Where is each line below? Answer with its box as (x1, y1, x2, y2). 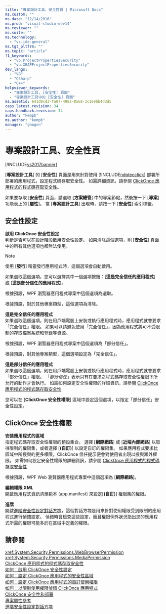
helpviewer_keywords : (5, 85, 50, 90)
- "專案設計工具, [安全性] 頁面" (9, 90, 70, 95)
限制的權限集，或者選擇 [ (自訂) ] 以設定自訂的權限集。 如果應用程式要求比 (9, 445, 158, 451)
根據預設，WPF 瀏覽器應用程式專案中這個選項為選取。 (5, 290, 116, 297)
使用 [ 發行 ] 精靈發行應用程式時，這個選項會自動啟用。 (5, 263, 115, 269)
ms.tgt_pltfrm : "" (5, 44, 43, 49)
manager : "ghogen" (5, 122, 43, 127)
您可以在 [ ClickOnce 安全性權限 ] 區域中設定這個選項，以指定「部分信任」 (5, 396, 155, 403)
